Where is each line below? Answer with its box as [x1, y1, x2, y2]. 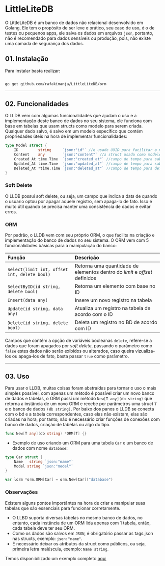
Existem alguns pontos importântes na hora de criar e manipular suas [5, 500, 146, 506]
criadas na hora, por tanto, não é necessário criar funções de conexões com [5, 416, 160, 422]
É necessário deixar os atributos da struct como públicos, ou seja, [12, 540, 146, 546]
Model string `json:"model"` [14, 463, 74, 469]
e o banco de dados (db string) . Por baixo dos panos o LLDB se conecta [5, 406, 154, 412]
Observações [5, 489, 38, 496]
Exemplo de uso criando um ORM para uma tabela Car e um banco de [12, 440, 153, 446]
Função [7, 254, 26, 261]
